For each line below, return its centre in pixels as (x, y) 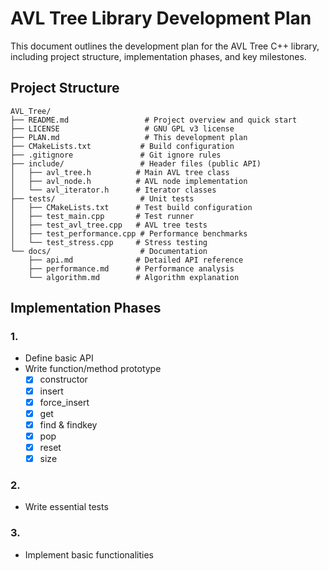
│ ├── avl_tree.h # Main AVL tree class (120, 172)
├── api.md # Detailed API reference (136, 260)
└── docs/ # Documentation (109, 251)
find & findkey (68, 424)
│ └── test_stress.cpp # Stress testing (109, 242)
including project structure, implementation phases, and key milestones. (158, 56)
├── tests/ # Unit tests (102, 198)
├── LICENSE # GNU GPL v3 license (122, 128)
